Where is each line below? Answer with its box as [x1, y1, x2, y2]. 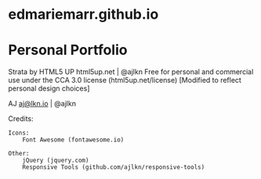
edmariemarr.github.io [8, 5, 159, 23]
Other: [8, 150, 30, 158]
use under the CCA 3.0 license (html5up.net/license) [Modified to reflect [8, 76, 241, 85]
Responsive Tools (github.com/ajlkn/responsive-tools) [22, 163, 205, 171]
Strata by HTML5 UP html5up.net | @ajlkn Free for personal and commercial [8, 67, 254, 77]
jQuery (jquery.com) [22, 156, 89, 165]
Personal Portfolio [8, 41, 128, 59]
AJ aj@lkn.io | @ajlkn [8, 99, 77, 109]
